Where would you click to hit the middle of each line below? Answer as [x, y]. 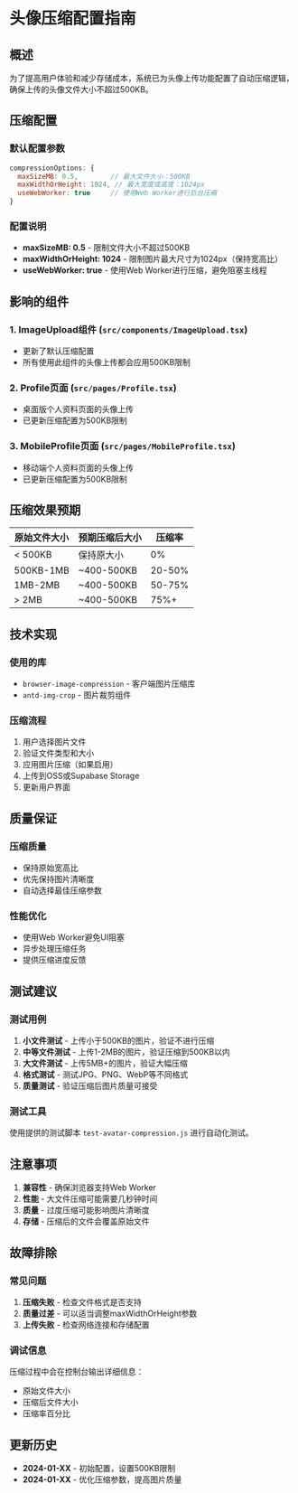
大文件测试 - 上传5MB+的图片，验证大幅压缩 [105, 1064]
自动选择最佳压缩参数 [62, 890]
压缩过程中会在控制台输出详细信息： [77, 1372]
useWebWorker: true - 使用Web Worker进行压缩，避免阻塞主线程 [145, 270]
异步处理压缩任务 [54, 949]
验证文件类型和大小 [58, 753]
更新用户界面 [46, 787]
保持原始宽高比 [50, 868]
